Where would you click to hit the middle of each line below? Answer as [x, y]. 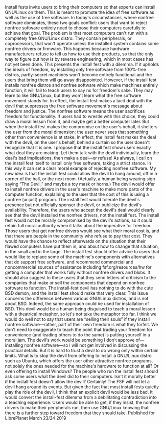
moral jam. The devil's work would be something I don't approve [70, 340]
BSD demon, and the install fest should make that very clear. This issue [77, 293]
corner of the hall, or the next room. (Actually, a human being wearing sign [80, 179]
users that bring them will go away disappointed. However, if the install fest [81, 80]
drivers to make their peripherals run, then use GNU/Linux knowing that [77, 408]
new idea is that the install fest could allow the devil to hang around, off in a [81, 174]
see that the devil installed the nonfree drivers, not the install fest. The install [82, 215]
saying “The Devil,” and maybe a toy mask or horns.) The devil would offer [80, 184]
